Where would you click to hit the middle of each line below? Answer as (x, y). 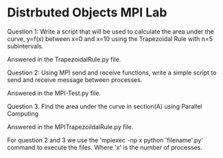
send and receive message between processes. (75, 79)
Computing (23, 114)
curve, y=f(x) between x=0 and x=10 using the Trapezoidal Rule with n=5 (110, 38)
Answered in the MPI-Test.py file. (54, 93)
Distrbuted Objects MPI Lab (87, 13)
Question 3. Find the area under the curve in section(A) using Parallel (105, 106)
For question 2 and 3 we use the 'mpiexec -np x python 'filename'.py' (105, 140)
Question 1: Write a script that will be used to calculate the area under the (111, 31)
